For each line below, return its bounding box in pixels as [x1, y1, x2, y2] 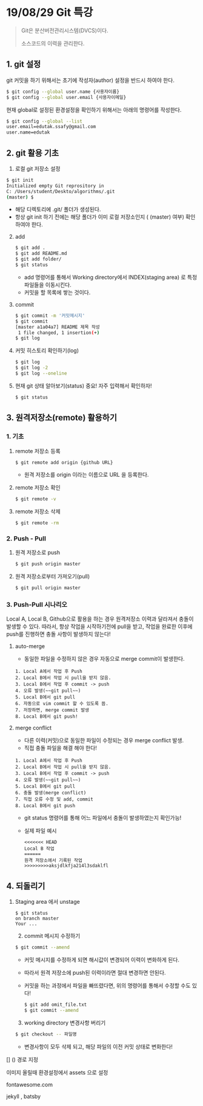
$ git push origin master [15, 561, 81, 567]
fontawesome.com [6, 1080, 53, 1088]
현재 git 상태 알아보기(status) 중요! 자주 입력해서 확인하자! [15, 382, 152, 389]
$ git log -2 [15, 365, 48, 371]
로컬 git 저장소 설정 [15, 165, 61, 172]
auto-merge [15, 643, 45, 650]
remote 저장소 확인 [15, 484, 61, 491]
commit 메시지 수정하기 [24, 932, 81, 940]
